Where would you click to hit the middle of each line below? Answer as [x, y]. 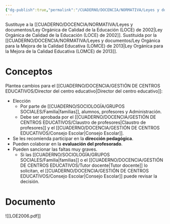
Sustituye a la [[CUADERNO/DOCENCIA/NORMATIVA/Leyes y [69, 24]
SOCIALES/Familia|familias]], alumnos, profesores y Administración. [91, 111]
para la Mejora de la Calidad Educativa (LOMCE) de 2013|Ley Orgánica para [84, 46]
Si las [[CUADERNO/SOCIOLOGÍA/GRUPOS [65, 154]
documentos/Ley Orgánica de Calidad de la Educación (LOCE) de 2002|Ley [84, 30]
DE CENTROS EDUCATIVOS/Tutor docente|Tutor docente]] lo [84, 165]
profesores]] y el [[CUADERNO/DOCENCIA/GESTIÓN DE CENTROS [90, 127]
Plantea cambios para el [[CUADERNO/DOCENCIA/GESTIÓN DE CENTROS [83, 85]
